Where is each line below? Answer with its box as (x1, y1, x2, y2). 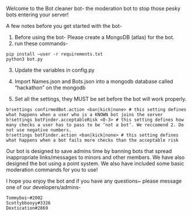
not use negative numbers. (6, 127, 72, 133)
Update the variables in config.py (14, 67, 95, 74)
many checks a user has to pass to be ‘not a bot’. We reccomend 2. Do (6, 122, 184, 128)
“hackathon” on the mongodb (14, 84, 86, 91)
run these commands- (14, 40, 68, 47)
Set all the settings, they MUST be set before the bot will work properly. (14, 96, 187, 102)
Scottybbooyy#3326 (6, 200, 51, 206)
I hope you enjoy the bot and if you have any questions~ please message (6, 177, 182, 184)
